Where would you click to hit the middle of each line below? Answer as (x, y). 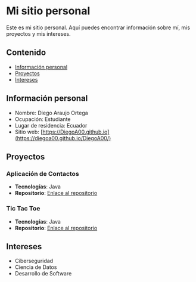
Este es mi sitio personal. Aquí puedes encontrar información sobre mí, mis (98, 27)
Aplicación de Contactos (43, 173)
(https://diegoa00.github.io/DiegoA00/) (63, 138)
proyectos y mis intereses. (38, 33)
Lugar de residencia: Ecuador (51, 125)
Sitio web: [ (29, 132)
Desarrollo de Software (43, 274)
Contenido (26, 53)
